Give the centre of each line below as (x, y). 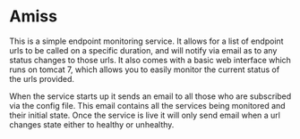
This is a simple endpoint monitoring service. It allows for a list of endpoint (146, 41)
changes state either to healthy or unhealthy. (92, 124)
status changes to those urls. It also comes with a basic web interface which (150, 60)
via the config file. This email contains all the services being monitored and (147, 105)
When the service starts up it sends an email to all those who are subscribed (150, 96)
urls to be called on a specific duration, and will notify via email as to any (143, 50)
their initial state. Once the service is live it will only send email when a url (145, 115)
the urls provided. (42, 78)
